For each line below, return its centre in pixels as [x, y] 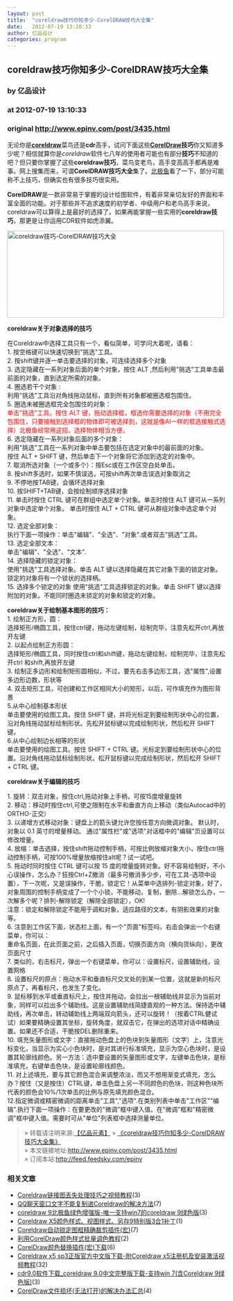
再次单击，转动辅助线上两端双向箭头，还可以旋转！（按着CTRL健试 [121, 1014]
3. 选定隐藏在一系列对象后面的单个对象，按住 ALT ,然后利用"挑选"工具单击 [113, 369]
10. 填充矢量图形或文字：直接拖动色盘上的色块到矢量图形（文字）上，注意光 [115, 1039]
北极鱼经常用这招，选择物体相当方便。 [74, 430]
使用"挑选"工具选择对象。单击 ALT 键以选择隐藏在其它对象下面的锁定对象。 [114, 569]
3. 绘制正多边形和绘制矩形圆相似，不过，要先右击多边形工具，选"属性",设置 [114, 671]
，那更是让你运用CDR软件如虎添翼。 [66, 221]
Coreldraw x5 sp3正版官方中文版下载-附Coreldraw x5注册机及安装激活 [118, 1256]
